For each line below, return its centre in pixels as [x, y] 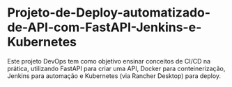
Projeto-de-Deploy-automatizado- [109, 13]
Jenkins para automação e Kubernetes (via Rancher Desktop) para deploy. [114, 76]
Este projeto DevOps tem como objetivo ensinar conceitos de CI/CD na [109, 61]
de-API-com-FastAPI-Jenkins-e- [105, 27]
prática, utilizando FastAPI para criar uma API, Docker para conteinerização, [116, 68]
